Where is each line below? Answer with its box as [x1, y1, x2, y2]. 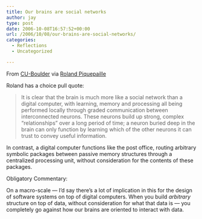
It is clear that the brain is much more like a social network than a [21, 93, 183, 100]
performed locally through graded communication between [21, 106, 169, 114]
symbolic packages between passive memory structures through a [6, 150, 172, 157]
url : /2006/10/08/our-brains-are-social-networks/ [6, 31, 136, 38]
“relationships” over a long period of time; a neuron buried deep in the [21, 119, 195, 126]
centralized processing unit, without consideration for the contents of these [6, 157, 194, 164]
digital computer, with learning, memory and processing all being [21, 100, 183, 107]
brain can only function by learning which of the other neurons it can [21, 125, 192, 133]
